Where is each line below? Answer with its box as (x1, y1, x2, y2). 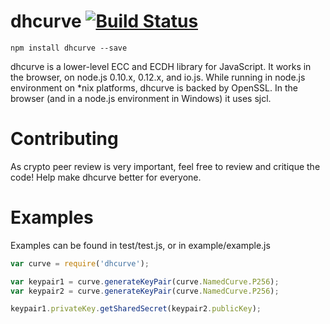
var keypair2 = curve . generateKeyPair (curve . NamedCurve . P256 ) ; (10, 286, 280, 296)
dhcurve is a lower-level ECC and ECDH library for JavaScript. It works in (10, 60, 312, 72)
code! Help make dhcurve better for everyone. (10, 171, 202, 183)
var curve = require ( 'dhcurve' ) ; (10, 258, 150, 269)
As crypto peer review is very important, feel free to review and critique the (10, 160, 321, 172)
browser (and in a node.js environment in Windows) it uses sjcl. (10, 92, 272, 104)
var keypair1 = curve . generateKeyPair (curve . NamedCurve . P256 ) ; (10, 276, 280, 287)
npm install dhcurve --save (10, 43, 128, 53)
